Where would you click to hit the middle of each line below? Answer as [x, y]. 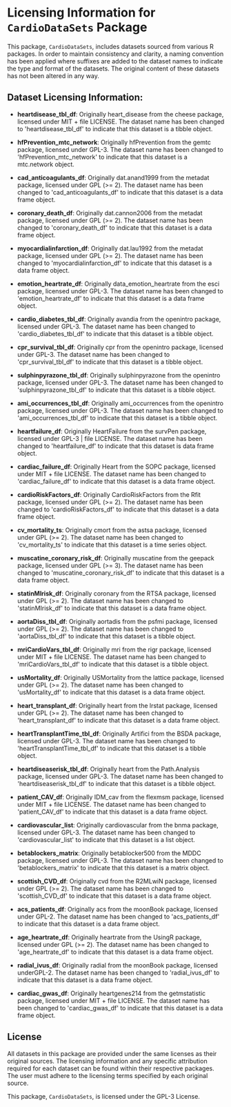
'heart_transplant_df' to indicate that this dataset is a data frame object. [119, 720]
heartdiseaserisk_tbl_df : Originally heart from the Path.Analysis [108, 769]
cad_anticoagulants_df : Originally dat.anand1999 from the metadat [113, 177]
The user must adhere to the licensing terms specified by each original [108, 1075]
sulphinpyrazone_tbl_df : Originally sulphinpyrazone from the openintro [119, 375]
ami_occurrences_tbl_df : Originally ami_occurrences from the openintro [120, 403]
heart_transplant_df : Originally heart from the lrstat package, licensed [117, 705]
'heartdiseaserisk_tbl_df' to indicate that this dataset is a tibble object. [116, 783]
